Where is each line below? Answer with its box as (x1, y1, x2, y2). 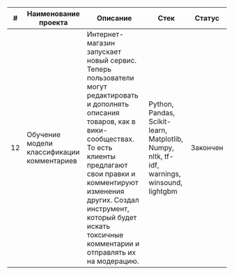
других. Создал (86, 195, 139, 205)
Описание (96, 13, 132, 23)
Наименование (26, 9, 80, 18)
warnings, (148, 169, 181, 179)
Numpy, (148, 143, 175, 152)
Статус (194, 13, 220, 23)
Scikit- (148, 117, 172, 126)
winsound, (148, 178, 183, 187)
